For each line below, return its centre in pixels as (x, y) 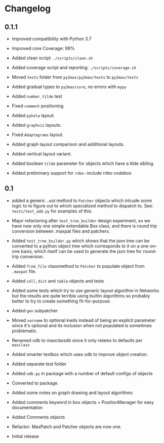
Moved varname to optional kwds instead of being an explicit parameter (84, 320)
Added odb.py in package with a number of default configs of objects (82, 373)
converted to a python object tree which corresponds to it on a (76, 246)
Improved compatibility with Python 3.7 (52, 39)
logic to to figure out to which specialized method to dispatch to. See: (82, 205)
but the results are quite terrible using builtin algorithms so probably (81, 295)
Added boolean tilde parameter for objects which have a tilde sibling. (83, 163)
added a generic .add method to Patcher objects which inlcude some (82, 200)
